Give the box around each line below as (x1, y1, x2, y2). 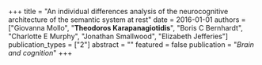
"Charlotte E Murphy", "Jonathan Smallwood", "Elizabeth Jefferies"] (8, 31, 228, 41)
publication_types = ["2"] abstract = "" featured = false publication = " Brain (8, 40, 255, 49)
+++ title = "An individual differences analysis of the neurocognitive (8, 7, 229, 16)
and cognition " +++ (8, 49, 73, 57)
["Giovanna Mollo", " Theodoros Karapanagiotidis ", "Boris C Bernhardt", (8, 23, 244, 32)
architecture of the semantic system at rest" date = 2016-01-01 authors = (8, 15, 246, 24)
